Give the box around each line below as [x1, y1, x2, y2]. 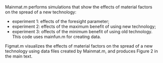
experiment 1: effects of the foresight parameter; [12, 19, 109, 24]
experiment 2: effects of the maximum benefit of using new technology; [12, 24, 156, 29]
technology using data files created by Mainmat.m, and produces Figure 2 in [5, 48, 158, 54]
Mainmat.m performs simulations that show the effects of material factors [5, 4, 152, 10]
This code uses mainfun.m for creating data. [12, 34, 101, 39]
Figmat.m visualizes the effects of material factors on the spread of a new [5, 43, 153, 49]
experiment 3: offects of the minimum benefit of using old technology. [12, 29, 153, 34]
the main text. [5, 53, 33, 59]
